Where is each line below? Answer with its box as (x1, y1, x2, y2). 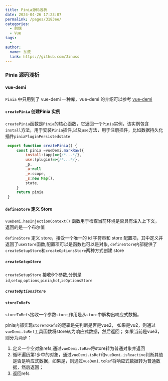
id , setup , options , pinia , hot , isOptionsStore (5, 277, 93, 284)
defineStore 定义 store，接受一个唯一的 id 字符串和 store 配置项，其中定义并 (5, 235, 163, 241)
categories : (5, 21, 30, 27)
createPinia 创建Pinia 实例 (5, 108, 60, 114)
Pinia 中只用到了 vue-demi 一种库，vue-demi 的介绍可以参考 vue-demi (5, 96, 152, 102)
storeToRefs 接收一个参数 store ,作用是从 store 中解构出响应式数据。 (5, 311, 142, 317)
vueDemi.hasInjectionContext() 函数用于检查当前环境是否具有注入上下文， (5, 218, 159, 224)
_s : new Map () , (25, 176, 55, 181)
